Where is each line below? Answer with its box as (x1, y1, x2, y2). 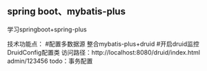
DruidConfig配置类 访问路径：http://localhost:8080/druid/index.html (7, 48, 201, 56)
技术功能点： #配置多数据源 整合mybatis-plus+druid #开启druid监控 (7, 40, 199, 48)
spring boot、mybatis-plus (7, 5, 126, 18)
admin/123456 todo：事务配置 (7, 57, 93, 65)
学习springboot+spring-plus (7, 25, 88, 33)
